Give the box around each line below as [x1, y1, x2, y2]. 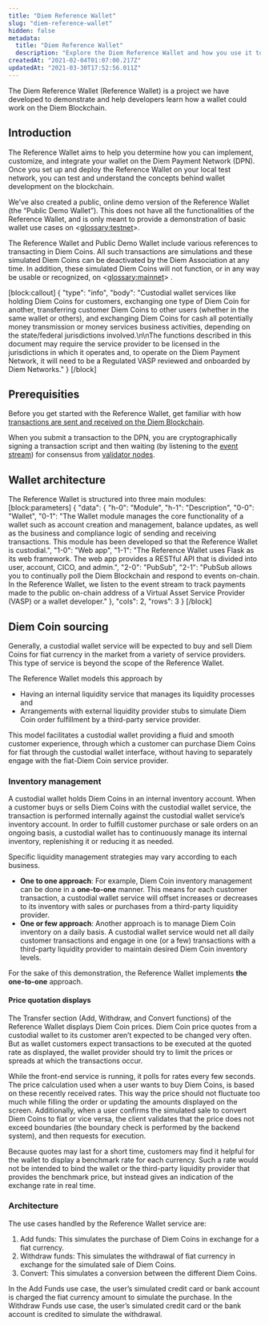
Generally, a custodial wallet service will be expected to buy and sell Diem [8, 641, 252, 650]
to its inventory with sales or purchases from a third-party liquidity [19, 902, 239, 911]
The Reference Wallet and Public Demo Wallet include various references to [8, 238, 259, 248]
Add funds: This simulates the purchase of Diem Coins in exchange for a [19, 1234, 259, 1243]
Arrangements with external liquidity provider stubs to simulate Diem [19, 706, 247, 716]
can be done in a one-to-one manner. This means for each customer [19, 885, 248, 895]
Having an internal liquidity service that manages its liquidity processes [19, 689, 255, 698]
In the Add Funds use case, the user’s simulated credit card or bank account [8, 1283, 260, 1293]
